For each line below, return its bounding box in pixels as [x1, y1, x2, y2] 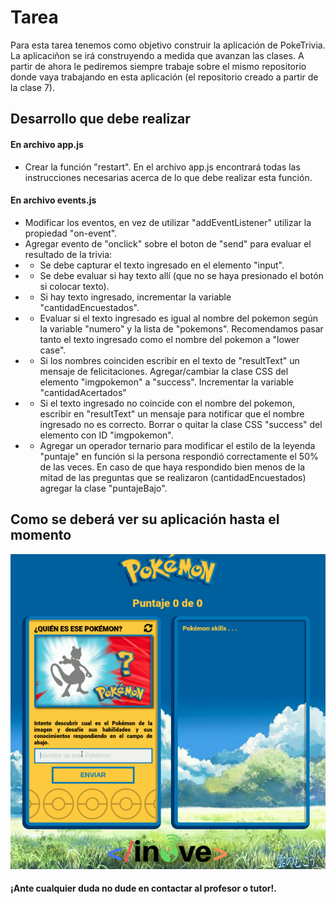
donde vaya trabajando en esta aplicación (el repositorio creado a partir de [10, 71, 319, 83]
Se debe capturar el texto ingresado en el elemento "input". [39, 259, 285, 271]
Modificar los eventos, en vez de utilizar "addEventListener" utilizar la [24, 216, 312, 228]
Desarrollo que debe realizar [10, 111, 191, 128]
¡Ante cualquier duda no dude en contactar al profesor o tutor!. [10, 882, 277, 895]
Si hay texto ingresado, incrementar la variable [39, 291, 232, 303]
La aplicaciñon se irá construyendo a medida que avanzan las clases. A [10, 49, 305, 61]
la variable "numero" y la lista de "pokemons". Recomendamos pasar [39, 322, 324, 335]
